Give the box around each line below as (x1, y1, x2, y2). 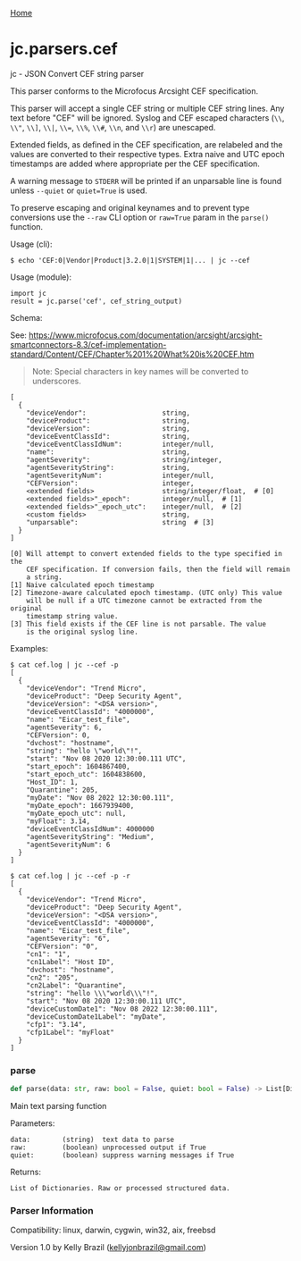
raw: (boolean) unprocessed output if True (10, 1143, 206, 1152)
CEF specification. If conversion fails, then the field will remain (26, 565, 291, 574)
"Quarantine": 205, (26, 786, 99, 794)
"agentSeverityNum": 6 (26, 840, 111, 849)
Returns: (10, 1166, 42, 1178)
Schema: (10, 312, 43, 323)
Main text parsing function (10, 1101, 107, 1112)
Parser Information (10, 1205, 94, 1217)
